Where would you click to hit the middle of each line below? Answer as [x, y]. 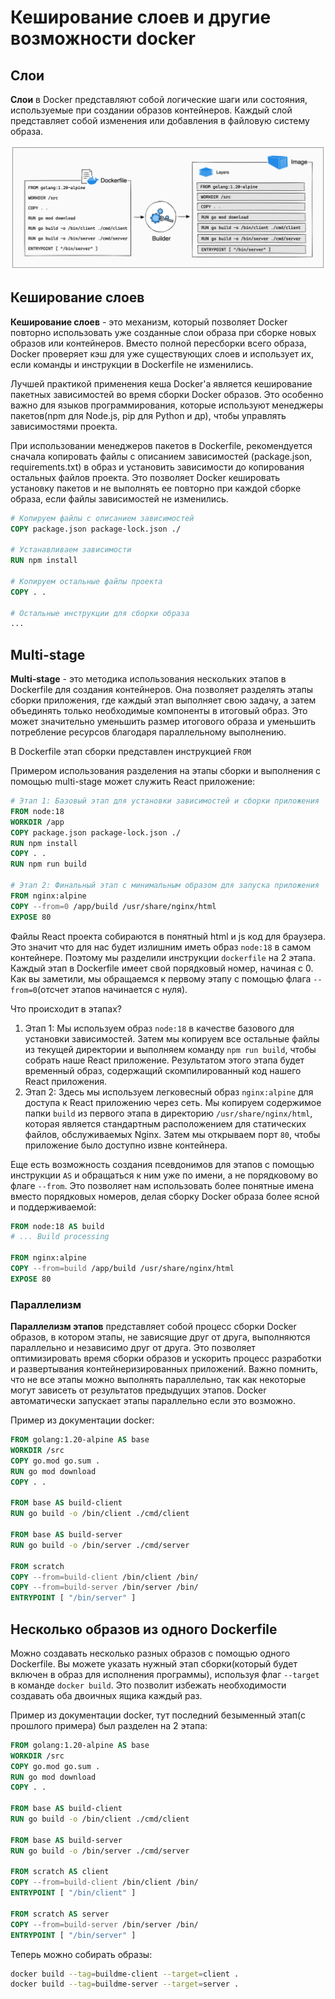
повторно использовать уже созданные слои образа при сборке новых [163, 332]
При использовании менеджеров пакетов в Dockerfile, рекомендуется [161, 445]
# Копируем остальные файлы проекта [86, 581]
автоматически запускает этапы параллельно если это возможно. [153, 1401]
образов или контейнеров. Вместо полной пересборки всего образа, [158, 343]
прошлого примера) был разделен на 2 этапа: [109, 1725]
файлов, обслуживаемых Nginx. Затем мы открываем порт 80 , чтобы [172, 1134]
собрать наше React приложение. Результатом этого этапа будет [164, 1060]
